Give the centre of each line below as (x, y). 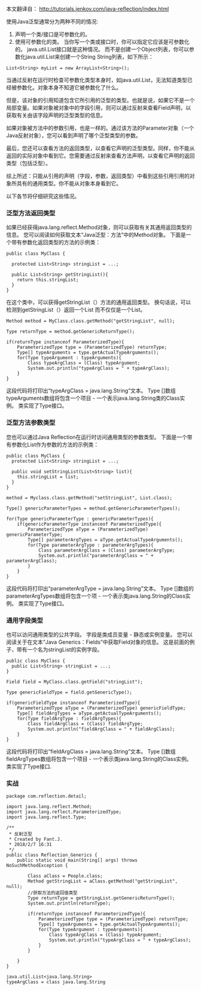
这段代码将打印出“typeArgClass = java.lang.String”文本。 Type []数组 (91, 391)
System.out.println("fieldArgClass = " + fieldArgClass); (101, 729)
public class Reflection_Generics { (52, 855)
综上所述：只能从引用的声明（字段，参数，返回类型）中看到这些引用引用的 (98, 176)
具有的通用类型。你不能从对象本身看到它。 (69, 183)
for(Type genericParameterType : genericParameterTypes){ (80, 519)
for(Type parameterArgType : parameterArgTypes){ (91, 545)
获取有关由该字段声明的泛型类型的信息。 (56, 115)
